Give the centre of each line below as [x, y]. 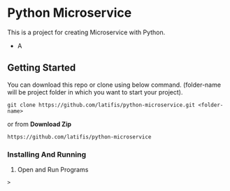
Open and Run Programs [53, 170]
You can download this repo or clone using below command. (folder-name [114, 85]
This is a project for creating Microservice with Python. [86, 32]
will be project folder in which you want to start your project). [95, 92]
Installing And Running [47, 154]
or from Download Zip [39, 124]
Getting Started [42, 68]
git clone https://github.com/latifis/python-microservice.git [101, 105]
